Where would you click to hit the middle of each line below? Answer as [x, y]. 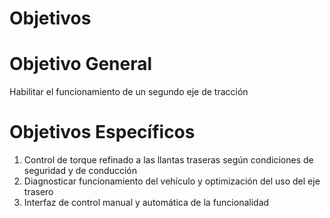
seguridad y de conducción [80, 171]
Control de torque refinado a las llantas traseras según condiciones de [168, 160]
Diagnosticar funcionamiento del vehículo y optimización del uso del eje [172, 181]
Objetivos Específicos [102, 132]
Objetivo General [81, 64]
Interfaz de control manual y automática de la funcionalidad [146, 203]
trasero [38, 192]
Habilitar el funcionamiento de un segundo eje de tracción [129, 92]
